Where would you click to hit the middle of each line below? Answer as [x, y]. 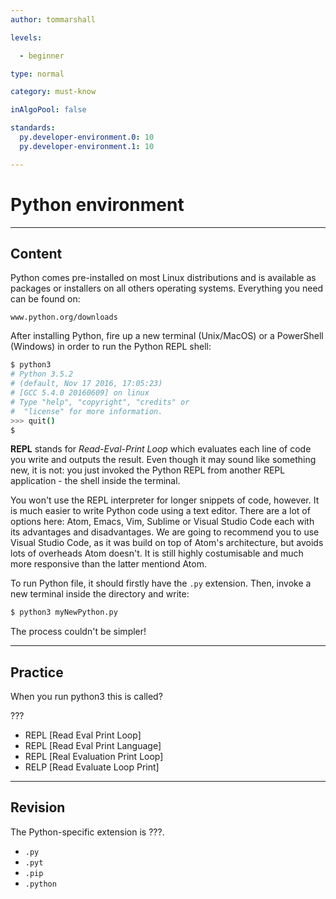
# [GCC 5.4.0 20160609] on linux [80, 393]
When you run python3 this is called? [86, 697]
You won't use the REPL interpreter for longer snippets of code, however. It [165, 500]
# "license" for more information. [86, 411]
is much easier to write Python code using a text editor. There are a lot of [160, 511]
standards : [33, 128]
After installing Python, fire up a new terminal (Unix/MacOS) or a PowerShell [167, 336]
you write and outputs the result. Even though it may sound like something [163, 460]
